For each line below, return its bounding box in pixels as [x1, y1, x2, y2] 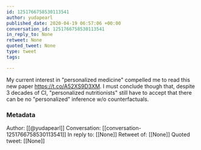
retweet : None [6, 37, 43, 43]
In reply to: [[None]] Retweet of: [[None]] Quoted [67, 131, 190, 138]
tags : [6, 54, 20, 60]
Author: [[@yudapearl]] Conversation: [6, 124, 102, 131]
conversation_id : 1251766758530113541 [6, 26, 105, 32]
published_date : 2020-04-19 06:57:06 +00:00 [6, 20, 121, 26]
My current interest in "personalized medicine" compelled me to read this [6, 76, 191, 83]
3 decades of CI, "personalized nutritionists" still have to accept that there [6, 89, 192, 96]
